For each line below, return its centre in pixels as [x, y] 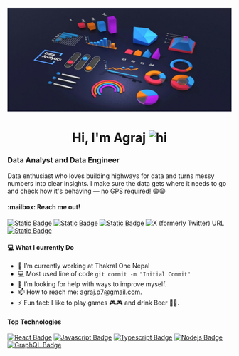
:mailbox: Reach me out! [44, 207]
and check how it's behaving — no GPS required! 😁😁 [86, 191]
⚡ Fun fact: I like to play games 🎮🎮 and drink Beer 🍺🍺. [99, 303]
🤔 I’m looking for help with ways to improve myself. [92, 284]
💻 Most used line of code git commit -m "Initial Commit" [104, 274]
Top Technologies [34, 322]
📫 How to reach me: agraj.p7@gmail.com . [80, 292]
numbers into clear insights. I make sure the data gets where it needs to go [117, 183]
